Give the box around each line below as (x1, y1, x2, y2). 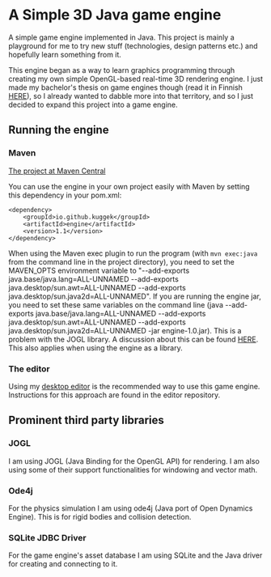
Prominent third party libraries (8, 414, 164, 427)
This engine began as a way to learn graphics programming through (8, 65, 235, 74)
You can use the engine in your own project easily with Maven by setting (8, 181, 250, 191)
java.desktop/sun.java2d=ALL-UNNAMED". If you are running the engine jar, (8, 291, 261, 301)
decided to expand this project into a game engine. (8, 100, 178, 109)
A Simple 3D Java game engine (8, 6, 222, 24)
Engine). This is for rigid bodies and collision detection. (8, 511, 192, 521)
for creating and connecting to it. (8, 559, 118, 569)
